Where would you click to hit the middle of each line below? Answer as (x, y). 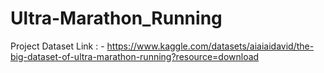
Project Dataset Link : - (57, 46)
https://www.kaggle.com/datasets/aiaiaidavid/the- (210, 46)
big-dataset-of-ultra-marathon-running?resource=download (135, 56)
